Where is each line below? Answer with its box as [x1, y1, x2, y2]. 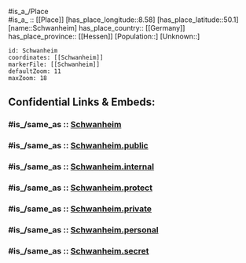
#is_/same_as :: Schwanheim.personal [8, 224, 159, 235]
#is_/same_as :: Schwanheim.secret [8, 245, 149, 256]
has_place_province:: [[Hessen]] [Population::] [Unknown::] [8, 31, 200, 41]
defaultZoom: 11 [8, 68, 61, 75]
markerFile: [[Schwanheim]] [8, 60, 101, 68]
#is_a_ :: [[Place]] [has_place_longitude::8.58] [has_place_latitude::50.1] [8, 15, 239, 24]
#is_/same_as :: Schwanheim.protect [8, 182, 153, 193]
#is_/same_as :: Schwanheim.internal [8, 161, 155, 172]
